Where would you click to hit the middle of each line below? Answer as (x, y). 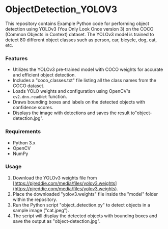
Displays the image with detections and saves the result (71, 113)
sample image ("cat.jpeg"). (41, 210)
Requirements (23, 132)
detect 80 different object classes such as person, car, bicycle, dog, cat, (81, 40)
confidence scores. (33, 108)
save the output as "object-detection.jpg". (57, 221)
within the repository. (35, 199)
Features (17, 58)
